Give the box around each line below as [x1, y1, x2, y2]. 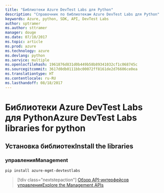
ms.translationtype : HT [5, 71, 54, 76]
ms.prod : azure [5, 44, 36, 49]
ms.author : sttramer [5, 26, 48, 31]
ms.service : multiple [5, 58, 50, 63]
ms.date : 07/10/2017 [5, 35, 48, 40]
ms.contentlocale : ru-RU [5, 76, 56, 81]
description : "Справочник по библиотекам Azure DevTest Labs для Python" [5, 12, 160, 17]
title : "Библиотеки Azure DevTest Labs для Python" [5, 7, 113, 12]
